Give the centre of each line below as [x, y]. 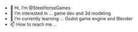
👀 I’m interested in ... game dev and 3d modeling [60, 13]
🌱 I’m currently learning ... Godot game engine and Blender [71, 19]
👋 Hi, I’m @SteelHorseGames [40, 8]
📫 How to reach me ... [33, 24]
